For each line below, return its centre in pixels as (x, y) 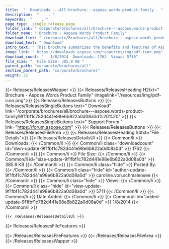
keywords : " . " (27, 19)
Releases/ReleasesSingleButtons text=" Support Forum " (64, 122)
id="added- (149, 196)
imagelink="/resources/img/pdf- (128, 95)
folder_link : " (21, 29)
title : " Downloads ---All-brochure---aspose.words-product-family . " (84, 10)
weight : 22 (17, 75)
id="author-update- (126, 170)
